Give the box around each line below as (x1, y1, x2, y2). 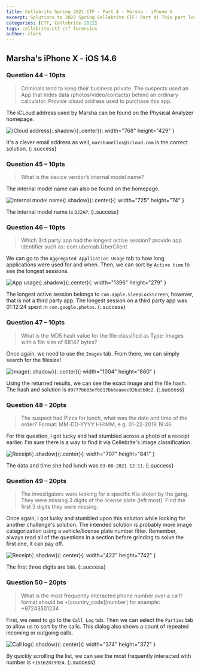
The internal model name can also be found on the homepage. (6, 185, 160, 192)
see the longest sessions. (6, 268, 69, 275)
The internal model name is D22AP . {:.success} (6, 208, 119, 215)
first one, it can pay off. (6, 540, 64, 548)
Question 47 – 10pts (6, 318, 65, 327)
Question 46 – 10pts (6, 223, 66, 232)
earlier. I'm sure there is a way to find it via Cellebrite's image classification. (6, 439, 193, 446)
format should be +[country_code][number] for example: (20, 598, 160, 605)
